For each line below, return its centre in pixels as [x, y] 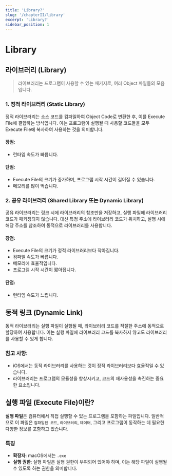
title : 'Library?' [25, 10]
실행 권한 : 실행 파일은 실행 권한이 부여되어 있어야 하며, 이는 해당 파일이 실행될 [90, 462]
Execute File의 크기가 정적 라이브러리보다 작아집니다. [66, 251]
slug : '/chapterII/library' [35, 15]
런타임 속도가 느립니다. [35, 295]
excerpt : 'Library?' [27, 20]
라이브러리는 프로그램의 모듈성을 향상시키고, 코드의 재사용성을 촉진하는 [83, 378]
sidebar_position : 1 [27, 24]
